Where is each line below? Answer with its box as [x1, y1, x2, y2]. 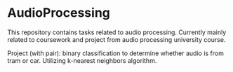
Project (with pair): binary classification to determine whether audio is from [7, 49, 225, 57]
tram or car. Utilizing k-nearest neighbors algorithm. [7, 56, 157, 64]
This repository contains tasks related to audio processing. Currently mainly [7, 28, 227, 36]
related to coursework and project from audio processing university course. [7, 35, 226, 43]
